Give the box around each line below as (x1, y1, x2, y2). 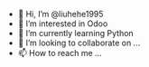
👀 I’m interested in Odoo (17, 18, 108, 29)
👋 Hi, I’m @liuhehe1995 (17, 9, 104, 19)
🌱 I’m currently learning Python (17, 28, 134, 38)
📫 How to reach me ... (17, 48, 102, 58)
